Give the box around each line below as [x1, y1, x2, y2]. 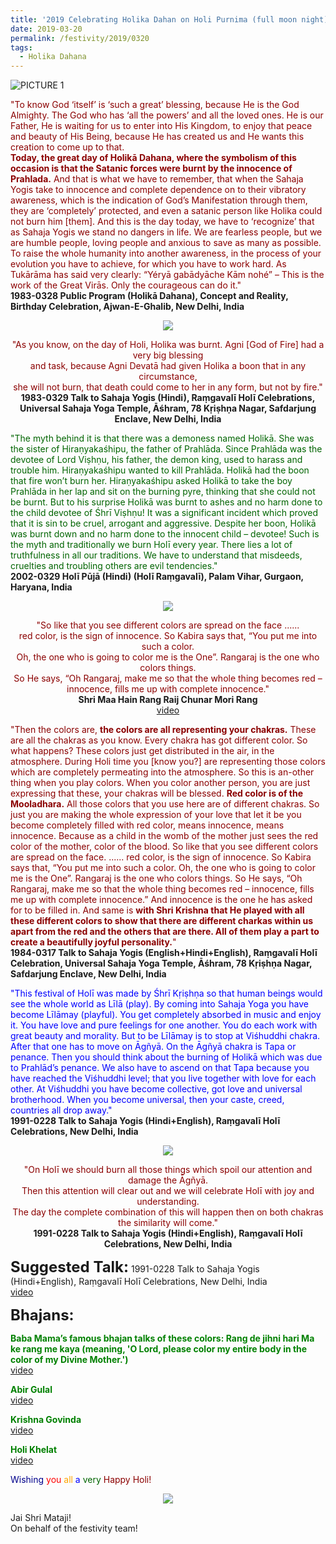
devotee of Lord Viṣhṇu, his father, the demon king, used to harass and [10, 454, 303, 466]
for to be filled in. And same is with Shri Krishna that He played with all [10, 904, 305, 916]
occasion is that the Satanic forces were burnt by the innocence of [10, 162, 293, 175]
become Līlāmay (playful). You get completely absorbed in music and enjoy [10, 1009, 322, 1021]
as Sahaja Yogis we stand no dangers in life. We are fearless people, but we [10, 226, 323, 238]
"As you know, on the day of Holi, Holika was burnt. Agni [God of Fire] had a [11, 339, 325, 351]
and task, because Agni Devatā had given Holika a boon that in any [29, 360, 307, 372]
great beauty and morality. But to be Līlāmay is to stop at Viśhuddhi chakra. [10, 1030, 321, 1042]
